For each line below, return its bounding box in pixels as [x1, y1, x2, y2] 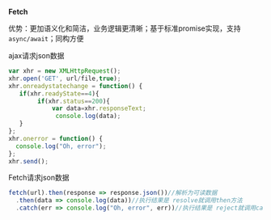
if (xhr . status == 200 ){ [37, 97, 111, 105]
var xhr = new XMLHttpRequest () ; [8, 67, 121, 75]
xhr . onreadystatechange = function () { [8, 82, 143, 90]
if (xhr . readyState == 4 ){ [19, 89, 100, 98]
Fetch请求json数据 [8, 173, 70, 183]
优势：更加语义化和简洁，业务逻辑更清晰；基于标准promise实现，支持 [8, 23, 241, 33]
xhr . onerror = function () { [8, 134, 104, 142]
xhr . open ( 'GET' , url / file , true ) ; [8, 74, 121, 82]
